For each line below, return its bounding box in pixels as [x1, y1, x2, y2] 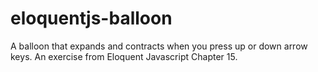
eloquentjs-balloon [10, 7, 173, 30]
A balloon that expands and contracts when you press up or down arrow [10, 40, 308, 52]
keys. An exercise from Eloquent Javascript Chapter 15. [10, 50, 238, 62]
